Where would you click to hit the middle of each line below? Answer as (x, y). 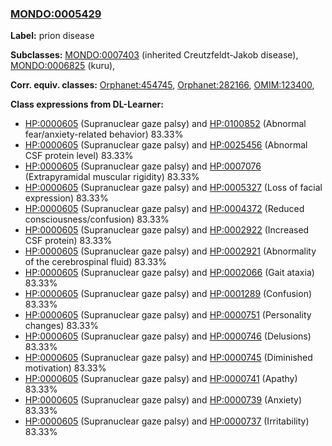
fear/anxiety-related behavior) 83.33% (104, 134)
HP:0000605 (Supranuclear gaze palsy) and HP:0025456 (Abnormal (166, 145)
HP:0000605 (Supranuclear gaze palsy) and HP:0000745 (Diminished (168, 358)
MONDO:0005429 (56, 14)
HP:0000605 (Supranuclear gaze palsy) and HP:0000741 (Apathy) (161, 379)
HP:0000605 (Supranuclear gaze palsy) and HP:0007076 (143, 166)
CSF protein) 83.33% (68, 241)
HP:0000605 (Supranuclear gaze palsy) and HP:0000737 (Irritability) (167, 421)
